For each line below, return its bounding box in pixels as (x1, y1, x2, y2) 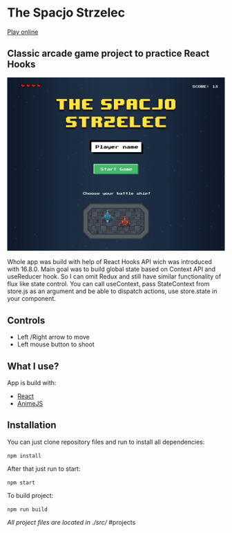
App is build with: (7, 379, 57, 386)
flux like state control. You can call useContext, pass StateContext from (7, 280, 210, 288)
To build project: (7, 491, 54, 499)
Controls (7, 315, 46, 326)
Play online (7, 28, 39, 36)
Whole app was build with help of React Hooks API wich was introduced (7, 258, 213, 266)
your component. (7, 294, 57, 303)
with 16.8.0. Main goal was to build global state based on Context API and (7, 265, 216, 274)
